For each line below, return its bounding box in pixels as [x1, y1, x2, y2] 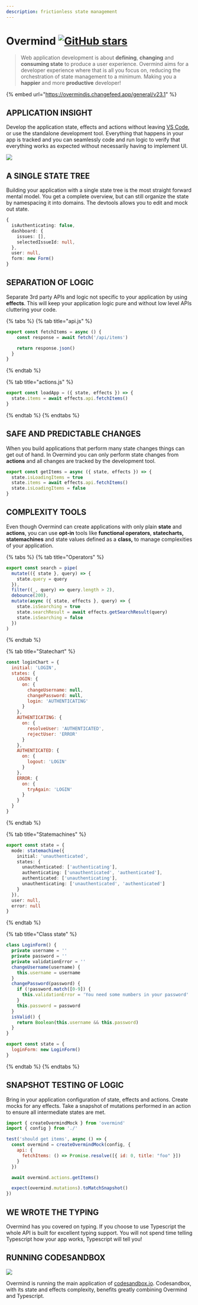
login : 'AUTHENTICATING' [27, 698, 89, 704]
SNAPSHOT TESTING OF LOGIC [6, 1080, 124, 1090]
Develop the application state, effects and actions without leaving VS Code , [6, 123, 190, 131]
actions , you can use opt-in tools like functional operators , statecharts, [6, 529, 184, 536]
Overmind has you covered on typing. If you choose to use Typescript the [6, 1223, 186, 1230]
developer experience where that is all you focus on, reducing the [20, 66, 181, 74]
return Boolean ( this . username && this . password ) [17, 1019, 139, 1025]
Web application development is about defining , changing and [20, 54, 174, 61]
